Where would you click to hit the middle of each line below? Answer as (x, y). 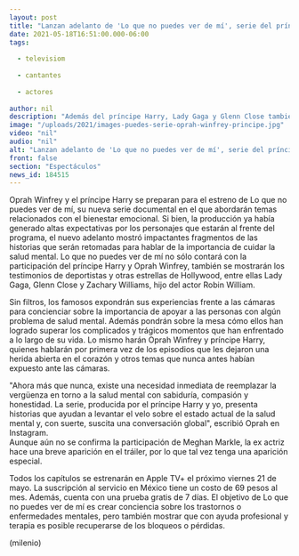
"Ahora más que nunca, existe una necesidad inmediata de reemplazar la (143, 386)
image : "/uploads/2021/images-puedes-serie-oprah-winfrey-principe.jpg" (147, 125)
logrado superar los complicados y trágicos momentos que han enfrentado (147, 331)
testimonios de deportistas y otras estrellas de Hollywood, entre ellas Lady (146, 276)
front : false (33, 158)
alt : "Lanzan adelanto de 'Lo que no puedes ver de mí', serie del (137, 149)
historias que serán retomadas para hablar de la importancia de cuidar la (142, 247)
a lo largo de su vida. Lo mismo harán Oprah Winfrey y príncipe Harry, (137, 340)
